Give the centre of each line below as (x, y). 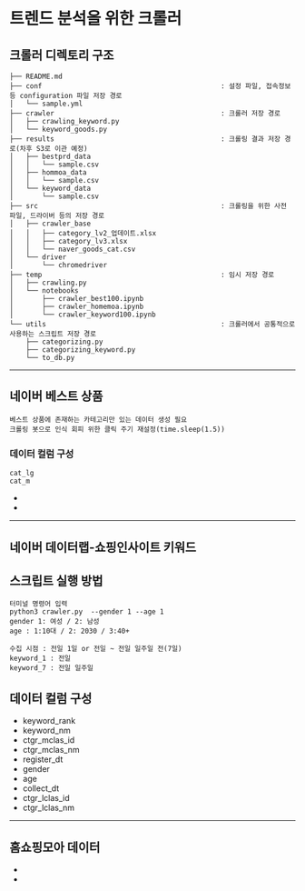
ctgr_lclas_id (46, 798)
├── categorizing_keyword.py (81, 350)
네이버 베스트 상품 (56, 396)
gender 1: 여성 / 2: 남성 (54, 622)
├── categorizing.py (64, 342)
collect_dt (41, 788)
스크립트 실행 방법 (56, 581)
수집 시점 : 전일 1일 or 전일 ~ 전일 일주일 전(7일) (96, 649)
